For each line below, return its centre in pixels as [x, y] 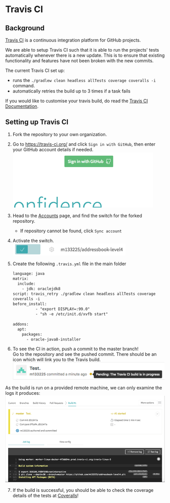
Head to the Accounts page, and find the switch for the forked [77, 216]
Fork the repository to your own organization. [60, 134]
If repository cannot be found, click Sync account [71, 231]
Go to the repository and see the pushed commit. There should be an [84, 354]
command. [24, 86]
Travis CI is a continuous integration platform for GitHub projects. [73, 40]
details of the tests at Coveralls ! [46, 495]
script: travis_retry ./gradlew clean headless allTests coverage [84, 294]
